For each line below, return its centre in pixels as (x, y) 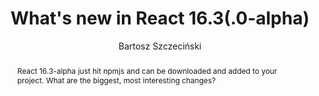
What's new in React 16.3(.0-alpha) (160, 18)
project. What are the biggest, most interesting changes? (116, 80)
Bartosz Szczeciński (160, 46)
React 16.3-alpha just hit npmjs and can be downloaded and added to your (147, 70)
